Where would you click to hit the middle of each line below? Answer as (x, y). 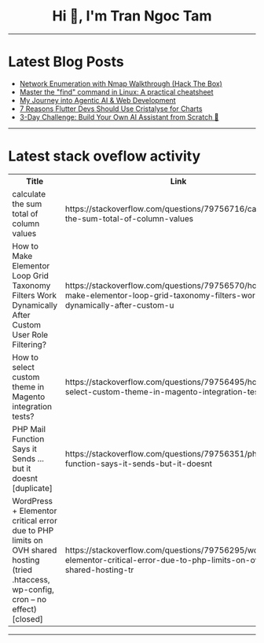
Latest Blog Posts (66, 62)
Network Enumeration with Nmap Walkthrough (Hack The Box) (121, 83)
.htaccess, (31, 579)
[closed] (27, 619)
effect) (25, 609)
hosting (26, 560)
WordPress (33, 501)
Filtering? (29, 344)
